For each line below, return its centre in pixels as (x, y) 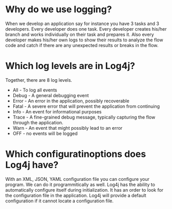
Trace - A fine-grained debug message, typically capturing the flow (84, 117)
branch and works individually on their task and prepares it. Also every (80, 34)
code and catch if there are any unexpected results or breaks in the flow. (82, 45)
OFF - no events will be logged (45, 133)
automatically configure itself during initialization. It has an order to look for (84, 190)
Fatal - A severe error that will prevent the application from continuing (86, 106)
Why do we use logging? (59, 9)
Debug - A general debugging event (51, 95)
